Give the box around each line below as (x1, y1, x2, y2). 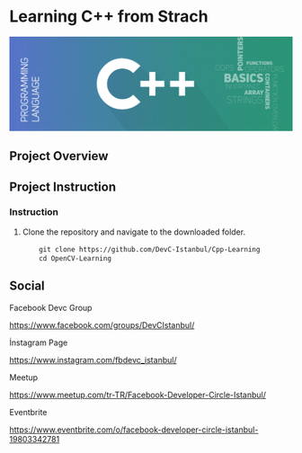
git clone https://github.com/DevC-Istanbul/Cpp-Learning (39, 244, 261, 253)
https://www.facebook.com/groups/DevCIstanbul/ (9, 319, 195, 330)
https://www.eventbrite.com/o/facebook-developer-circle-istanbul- (9, 424, 259, 435)
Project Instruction (9, 179, 117, 194)
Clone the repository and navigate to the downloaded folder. (22, 226, 245, 237)
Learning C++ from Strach (9, 6, 209, 27)
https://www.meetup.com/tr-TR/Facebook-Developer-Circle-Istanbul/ (9, 389, 267, 400)
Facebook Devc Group (9, 302, 93, 313)
